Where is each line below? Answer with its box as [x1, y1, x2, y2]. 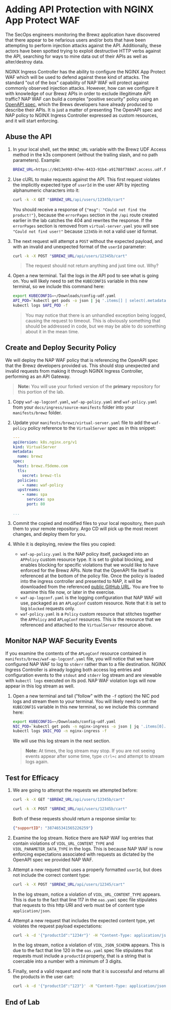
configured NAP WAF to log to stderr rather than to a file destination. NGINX [5, 661, 166, 667]
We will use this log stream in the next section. [12, 738, 111, 744]
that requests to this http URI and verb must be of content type [12, 902, 145, 908]
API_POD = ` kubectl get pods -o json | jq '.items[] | [12, 298, 128, 304]
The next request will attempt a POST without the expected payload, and [12, 238, 163, 244]
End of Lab [5, 998, 40, 1006]
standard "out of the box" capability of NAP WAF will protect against [5, 79, 149, 86]
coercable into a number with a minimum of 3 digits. [12, 958, 123, 964]
